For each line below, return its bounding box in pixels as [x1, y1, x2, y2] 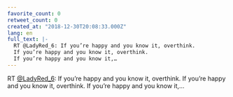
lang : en [7, 29, 33, 37]
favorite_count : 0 [7, 10, 61, 17]
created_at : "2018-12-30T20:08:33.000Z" [7, 23, 127, 30]
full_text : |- [7, 36, 49, 43]
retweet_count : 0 [7, 17, 58, 24]
